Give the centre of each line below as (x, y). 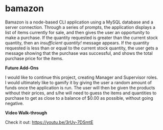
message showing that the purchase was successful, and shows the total (79, 53)
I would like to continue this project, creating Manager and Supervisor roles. (81, 77)
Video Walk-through (26, 112)
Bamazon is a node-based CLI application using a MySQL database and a (79, 22)
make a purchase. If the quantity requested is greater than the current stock (81, 38)
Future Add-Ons (22, 68)
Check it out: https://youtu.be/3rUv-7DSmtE (49, 122)
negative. (14, 103)
